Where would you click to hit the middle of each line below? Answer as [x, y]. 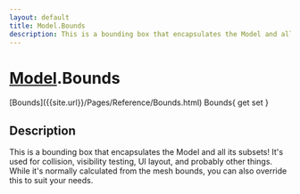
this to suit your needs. [51, 181]
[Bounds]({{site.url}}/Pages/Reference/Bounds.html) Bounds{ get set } [139, 102]
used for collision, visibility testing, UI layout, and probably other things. [141, 162]
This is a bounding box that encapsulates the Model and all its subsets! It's [146, 152]
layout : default [39, 17]
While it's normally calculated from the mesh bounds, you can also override [148, 171]
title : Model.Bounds [48, 26]
